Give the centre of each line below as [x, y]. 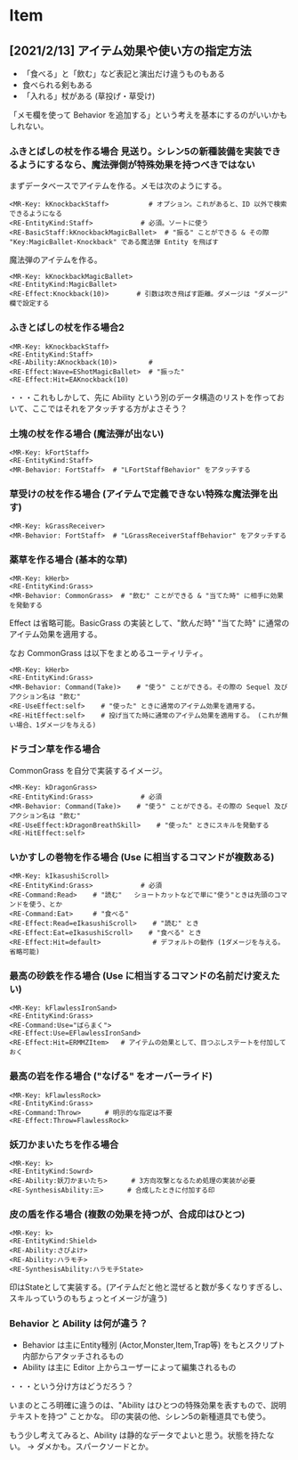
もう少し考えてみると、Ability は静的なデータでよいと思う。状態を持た [138, 1435]
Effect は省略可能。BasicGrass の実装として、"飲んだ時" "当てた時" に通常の [149, 623]
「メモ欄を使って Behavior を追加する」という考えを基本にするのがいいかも [148, 115]
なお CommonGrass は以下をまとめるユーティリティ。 [109, 653]
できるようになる [36, 214]
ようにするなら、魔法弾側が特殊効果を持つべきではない [137, 164]
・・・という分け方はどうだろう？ [72, 1386]
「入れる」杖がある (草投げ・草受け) [89, 96]
